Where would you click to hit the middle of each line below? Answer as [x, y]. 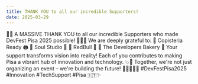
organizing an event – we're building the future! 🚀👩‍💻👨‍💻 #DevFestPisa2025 [97, 68]
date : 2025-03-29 [27, 17]
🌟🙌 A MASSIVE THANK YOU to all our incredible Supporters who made [92, 34]
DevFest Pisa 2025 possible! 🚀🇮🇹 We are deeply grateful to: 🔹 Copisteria [95, 40]
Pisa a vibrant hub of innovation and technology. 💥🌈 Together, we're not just [99, 62]
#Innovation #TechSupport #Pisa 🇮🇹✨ [54, 75]
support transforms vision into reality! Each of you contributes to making [94, 55]
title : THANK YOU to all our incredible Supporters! [72, 12]
